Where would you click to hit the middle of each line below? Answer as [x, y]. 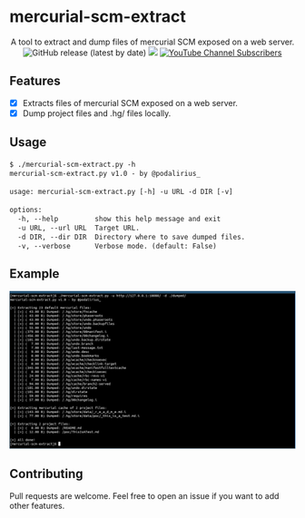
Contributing [46, 474]
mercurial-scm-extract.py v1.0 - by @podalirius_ [105, 173]
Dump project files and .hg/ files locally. [97, 113]
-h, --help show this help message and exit [119, 219]
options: [26, 210]
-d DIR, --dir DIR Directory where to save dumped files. [132, 237]
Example [34, 274]
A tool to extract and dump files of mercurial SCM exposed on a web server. [152, 42]
